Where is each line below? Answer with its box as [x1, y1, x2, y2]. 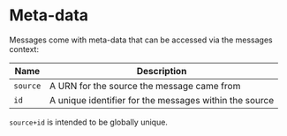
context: [9, 43, 40, 54]
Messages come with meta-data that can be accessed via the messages [9, 34, 273, 45]
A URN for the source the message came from [49, 79, 241, 92]
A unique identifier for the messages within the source [49, 94, 275, 106]
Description [136, 64, 187, 77]
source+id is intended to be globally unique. [9, 117, 168, 127]
